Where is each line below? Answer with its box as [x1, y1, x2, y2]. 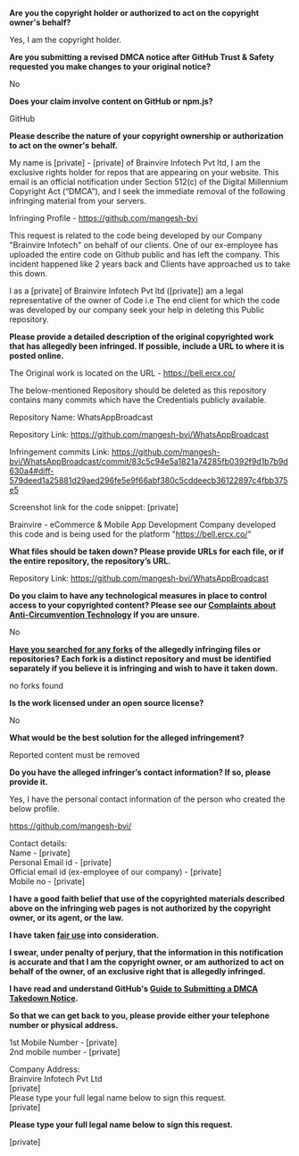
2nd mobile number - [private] [9, 1047, 120, 1057]
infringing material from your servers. [9, 196, 147, 206]
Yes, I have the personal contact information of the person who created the [9, 794, 286, 804]
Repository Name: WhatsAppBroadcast [9, 412, 154, 422]
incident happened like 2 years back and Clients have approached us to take [9, 259, 291, 269]
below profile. [9, 803, 60, 813]
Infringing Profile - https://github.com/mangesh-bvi [9, 213, 198, 223]
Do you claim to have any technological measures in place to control [9, 591, 268, 600]
